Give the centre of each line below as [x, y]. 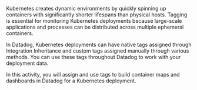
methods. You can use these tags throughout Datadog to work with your [94, 57]
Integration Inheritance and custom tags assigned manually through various [98, 51]
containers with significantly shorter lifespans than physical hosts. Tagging [97, 15]
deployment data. [27, 63]
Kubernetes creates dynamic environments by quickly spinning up [86, 8]
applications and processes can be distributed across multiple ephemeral [95, 27]
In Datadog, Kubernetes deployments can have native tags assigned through [99, 44]
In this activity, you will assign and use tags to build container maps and [93, 75]
